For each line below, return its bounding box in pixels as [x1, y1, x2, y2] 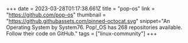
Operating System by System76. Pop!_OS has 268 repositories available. [6, 24, 183, 31]
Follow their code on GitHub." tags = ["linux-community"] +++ [6, 30, 158, 37]
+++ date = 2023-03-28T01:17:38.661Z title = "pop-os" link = [6, 5, 155, 12]
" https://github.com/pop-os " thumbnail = [6, 11, 106, 18]
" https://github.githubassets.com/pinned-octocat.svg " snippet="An [6, 18, 170, 24]
